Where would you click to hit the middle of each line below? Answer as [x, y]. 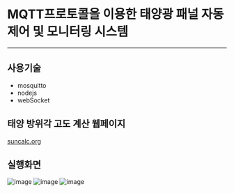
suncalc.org [24, 141]
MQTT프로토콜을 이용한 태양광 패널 [103, 14]
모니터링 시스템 [87, 32]
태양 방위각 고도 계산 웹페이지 [67, 124]
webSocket [33, 100]
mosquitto [32, 85]
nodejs [27, 93]
